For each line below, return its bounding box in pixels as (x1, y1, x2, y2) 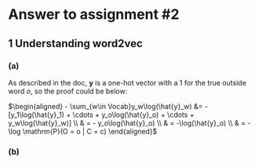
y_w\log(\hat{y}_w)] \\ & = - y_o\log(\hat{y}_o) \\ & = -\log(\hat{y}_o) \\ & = (8, 118, 246, 127)
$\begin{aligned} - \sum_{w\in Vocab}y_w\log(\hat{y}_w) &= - (8, 101, 208, 111)
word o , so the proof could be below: (8, 86, 128, 96)
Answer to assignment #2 (8, 5, 180, 24)
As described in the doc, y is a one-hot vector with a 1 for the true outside (8, 78, 247, 87)
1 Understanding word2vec (8, 37, 143, 50)
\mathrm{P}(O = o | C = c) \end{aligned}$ (22, 126, 158, 136)
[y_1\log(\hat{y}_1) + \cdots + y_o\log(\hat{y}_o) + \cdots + (8, 110, 195, 119)
